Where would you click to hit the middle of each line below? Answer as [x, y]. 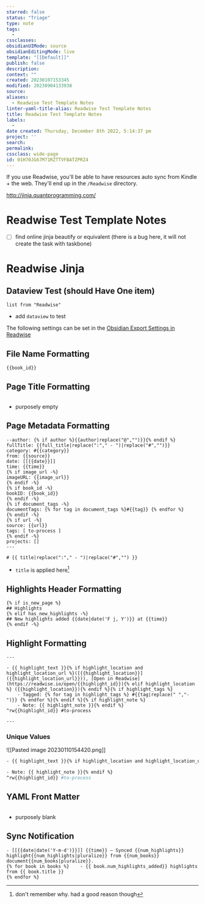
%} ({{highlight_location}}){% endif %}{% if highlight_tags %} [90, 690]
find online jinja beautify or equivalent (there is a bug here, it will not [100, 237]
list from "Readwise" [34, 305]
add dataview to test [40, 316]
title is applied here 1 [42, 569]
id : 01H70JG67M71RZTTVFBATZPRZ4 [47, 159]
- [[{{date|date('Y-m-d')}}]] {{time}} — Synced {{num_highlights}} [95, 850]
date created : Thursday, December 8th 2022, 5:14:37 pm [79, 131]
